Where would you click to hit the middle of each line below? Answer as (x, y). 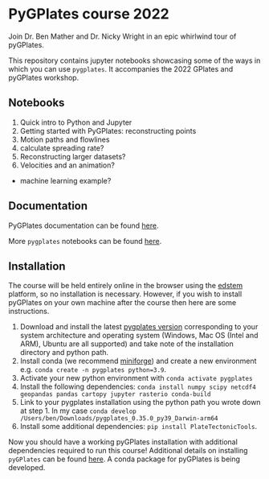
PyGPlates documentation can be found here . (84, 225)
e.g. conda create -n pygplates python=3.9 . (93, 370)
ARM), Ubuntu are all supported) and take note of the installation (127, 344)
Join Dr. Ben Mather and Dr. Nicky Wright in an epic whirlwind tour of (122, 36)
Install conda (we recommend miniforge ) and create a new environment (138, 361)
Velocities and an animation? (67, 165)
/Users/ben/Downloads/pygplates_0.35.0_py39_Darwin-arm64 (119, 419)
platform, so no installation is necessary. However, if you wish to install (125, 294)
